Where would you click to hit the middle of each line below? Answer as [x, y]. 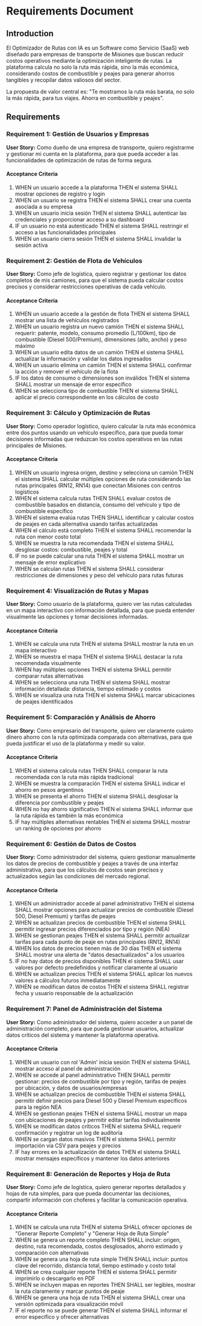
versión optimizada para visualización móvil [69, 1304]
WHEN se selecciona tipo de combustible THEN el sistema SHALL [96, 391]
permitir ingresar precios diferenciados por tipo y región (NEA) [92, 929]
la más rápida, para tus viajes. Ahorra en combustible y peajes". [85, 98]
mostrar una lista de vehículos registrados [67, 320]
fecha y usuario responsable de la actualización [74, 993]
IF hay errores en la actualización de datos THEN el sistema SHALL [98, 1152]
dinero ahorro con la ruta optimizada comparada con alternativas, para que [99, 737]
